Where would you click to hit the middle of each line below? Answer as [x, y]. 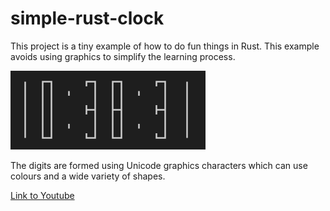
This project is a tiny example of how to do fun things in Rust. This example [165, 46]
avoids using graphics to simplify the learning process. [123, 56]
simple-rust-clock [87, 18]
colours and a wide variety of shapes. [88, 176]
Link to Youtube [42, 195]
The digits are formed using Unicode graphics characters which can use [159, 165]
